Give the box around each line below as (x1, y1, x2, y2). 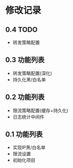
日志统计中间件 (12, 114, 44, 120)
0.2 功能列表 (5, 93, 45, 102)
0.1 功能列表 (5, 130, 43, 139)
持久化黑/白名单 (12, 76, 46, 82)
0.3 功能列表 (5, 55, 45, 64)
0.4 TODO (5, 25, 38, 34)
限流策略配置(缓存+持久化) (12, 107, 69, 114)
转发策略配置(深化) (12, 70, 53, 76)
